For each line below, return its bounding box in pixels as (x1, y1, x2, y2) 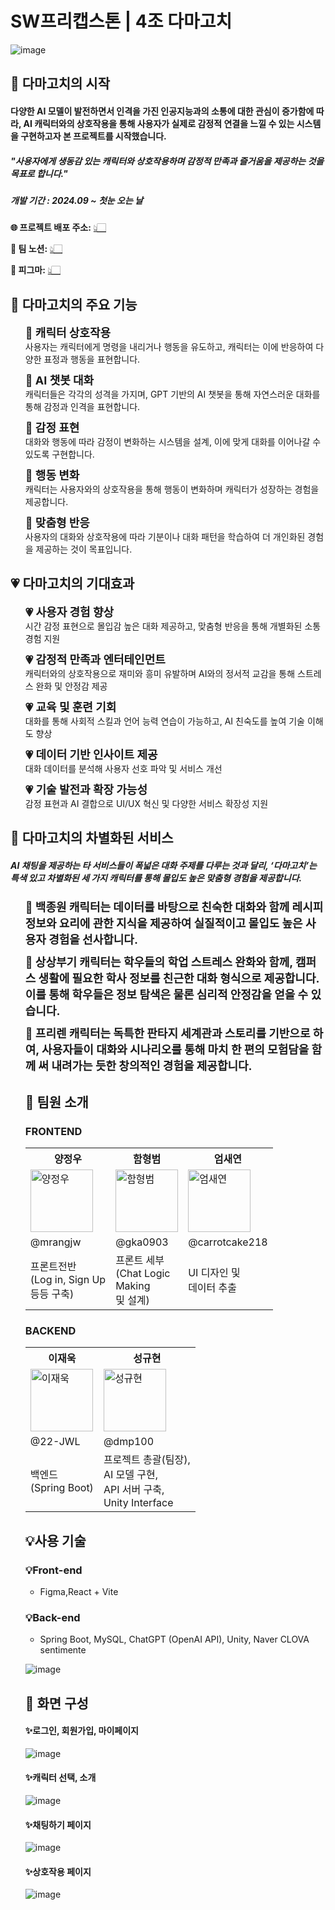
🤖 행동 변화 (24, 468, 80, 483)
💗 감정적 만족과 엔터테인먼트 (24, 652, 166, 667)
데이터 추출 (188, 1280, 238, 1294)
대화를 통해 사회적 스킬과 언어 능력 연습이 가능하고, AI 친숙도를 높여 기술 (24, 715, 305, 727)
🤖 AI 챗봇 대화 (24, 373, 95, 388)
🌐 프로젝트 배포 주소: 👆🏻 (10, 222, 107, 234)
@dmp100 (103, 1435, 155, 1449)
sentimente (39, 1644, 87, 1656)
